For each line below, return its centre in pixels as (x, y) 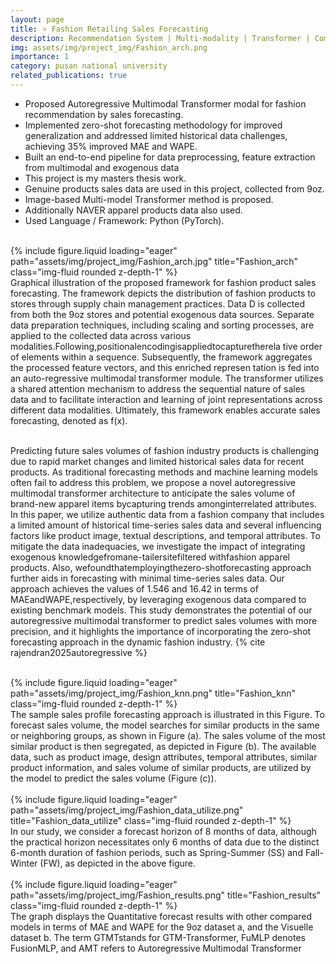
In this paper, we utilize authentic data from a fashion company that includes (167, 514)
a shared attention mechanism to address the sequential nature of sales (158, 388)
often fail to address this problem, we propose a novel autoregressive (153, 482)
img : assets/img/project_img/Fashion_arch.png (109, 47)
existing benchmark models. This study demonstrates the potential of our (161, 610)
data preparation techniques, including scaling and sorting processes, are (162, 325)
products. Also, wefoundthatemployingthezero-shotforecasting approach (161, 567)
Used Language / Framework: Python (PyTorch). (124, 220)
